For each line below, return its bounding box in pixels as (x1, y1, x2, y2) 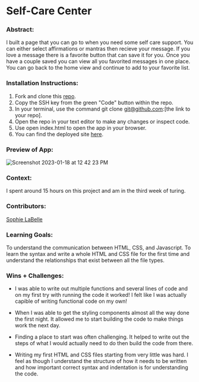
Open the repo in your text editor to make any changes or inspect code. (14, 118, 190, 125)
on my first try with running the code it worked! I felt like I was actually (14, 292, 187, 299)
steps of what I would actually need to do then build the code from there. (14, 340, 194, 347)
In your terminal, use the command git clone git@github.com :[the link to (14, 105, 191, 112)
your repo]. (14, 111, 43, 118)
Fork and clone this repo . (14, 92, 76, 99)
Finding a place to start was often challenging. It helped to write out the (14, 333, 189, 340)
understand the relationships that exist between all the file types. (6, 256, 165, 264)
